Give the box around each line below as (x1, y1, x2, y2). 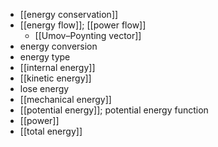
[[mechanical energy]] (19, 94, 112, 105)
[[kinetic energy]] (19, 72, 92, 84)
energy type (19, 51, 71, 63)
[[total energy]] (19, 125, 83, 137)
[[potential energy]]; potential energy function (19, 104, 209, 116)
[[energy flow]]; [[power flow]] (19, 19, 147, 31)
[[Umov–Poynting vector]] (34, 30, 142, 41)
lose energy (19, 83, 70, 94)
